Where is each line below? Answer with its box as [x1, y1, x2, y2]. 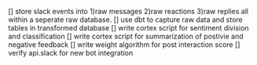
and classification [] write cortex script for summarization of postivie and [8, 31, 244, 41]
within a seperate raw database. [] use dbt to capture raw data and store [8, 15, 244, 24]
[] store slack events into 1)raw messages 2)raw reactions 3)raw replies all [8, 7, 249, 16]
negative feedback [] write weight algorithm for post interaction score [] [8, 40, 240, 49]
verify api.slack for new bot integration [8, 49, 134, 57]
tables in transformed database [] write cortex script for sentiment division [8, 23, 249, 32]
